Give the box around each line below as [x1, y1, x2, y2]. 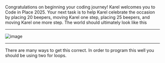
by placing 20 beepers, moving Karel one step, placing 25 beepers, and [5, 15, 150, 20]
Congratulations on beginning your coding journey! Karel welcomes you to [5, 4, 156, 10]
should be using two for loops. [5, 53, 67, 58]
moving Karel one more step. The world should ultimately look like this [5, 19, 147, 25]
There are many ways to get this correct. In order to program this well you [5, 47, 155, 53]
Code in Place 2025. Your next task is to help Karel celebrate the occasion [5, 9, 155, 15]
